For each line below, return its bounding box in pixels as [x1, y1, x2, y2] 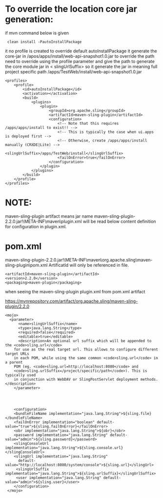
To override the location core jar [5, 3, 138, 15]
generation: [5, 14, 54, 25]
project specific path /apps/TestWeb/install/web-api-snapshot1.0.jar [5, 68, 142, 74]
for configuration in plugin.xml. [5, 223, 67, 229]
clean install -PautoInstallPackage [7, 39, 82, 44]
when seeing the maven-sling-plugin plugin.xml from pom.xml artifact [5, 288, 145, 294]
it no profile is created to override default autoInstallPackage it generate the [5, 48, 157, 54]
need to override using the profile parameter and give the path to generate [5, 58, 155, 64]
